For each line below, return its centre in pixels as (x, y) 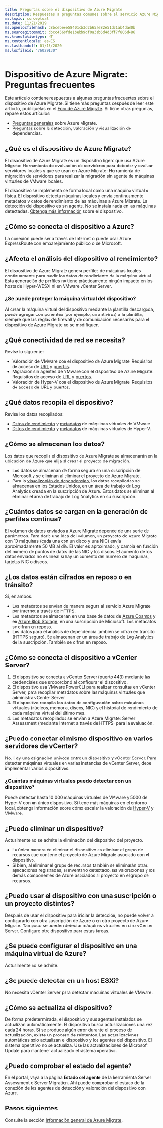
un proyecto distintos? (40, 904)
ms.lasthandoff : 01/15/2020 (33, 46)
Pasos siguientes (32, 1108)
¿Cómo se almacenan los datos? (55, 444)
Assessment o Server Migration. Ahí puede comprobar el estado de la (75, 1083)
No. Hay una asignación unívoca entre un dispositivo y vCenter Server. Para (81, 758)
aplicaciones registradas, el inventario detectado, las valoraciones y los (83, 870)
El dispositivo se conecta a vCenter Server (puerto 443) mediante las (81, 677)
